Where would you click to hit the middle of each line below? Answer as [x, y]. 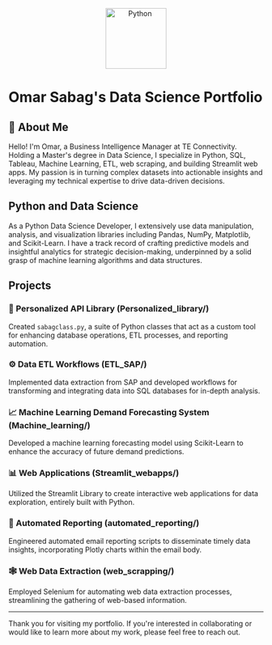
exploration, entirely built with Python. [72, 503]
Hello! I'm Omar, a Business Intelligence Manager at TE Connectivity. [123, 146]
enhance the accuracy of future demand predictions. [96, 452]
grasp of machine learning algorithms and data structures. [105, 260]
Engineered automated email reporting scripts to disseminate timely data [130, 541]
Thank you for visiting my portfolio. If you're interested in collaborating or [130, 623]
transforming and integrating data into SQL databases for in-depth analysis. [134, 390]
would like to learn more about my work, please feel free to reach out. [125, 632]
